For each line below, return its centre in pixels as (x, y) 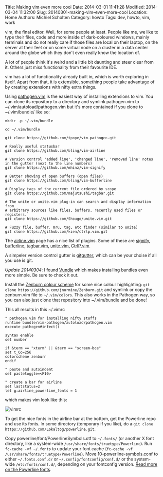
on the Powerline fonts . (28, 469)
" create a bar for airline (34, 382)
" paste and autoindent (29, 369)
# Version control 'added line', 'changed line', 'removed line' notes (79, 159)
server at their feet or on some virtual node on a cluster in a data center (77, 47)
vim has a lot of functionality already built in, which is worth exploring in (77, 77)
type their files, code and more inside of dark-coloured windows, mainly (77, 37)
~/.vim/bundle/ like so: (27, 112)
